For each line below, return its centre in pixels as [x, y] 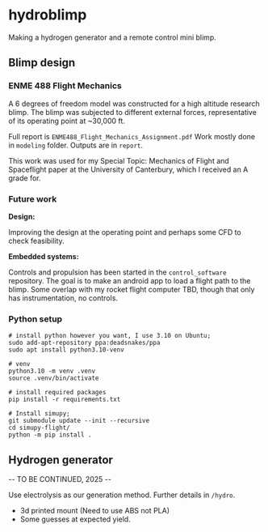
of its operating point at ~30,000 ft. [67, 121]
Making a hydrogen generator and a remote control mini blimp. [112, 37]
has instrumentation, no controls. [63, 298]
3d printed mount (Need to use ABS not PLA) [95, 511]
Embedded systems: [44, 256]
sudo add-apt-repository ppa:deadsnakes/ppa [84, 343]
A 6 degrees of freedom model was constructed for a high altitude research [134, 104]
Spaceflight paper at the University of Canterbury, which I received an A [128, 169]
